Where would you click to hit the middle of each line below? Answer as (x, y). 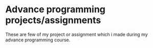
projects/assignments (53, 20)
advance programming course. (38, 40)
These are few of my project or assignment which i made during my (77, 34)
